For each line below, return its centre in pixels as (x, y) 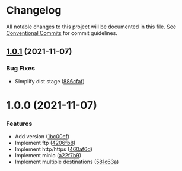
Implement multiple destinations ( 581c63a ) (67, 162)
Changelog (34, 10)
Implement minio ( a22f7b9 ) (48, 156)
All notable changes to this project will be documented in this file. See (91, 27)
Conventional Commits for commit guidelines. (62, 33)
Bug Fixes (21, 69)
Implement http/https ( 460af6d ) (54, 149)
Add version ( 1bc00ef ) (42, 137)
